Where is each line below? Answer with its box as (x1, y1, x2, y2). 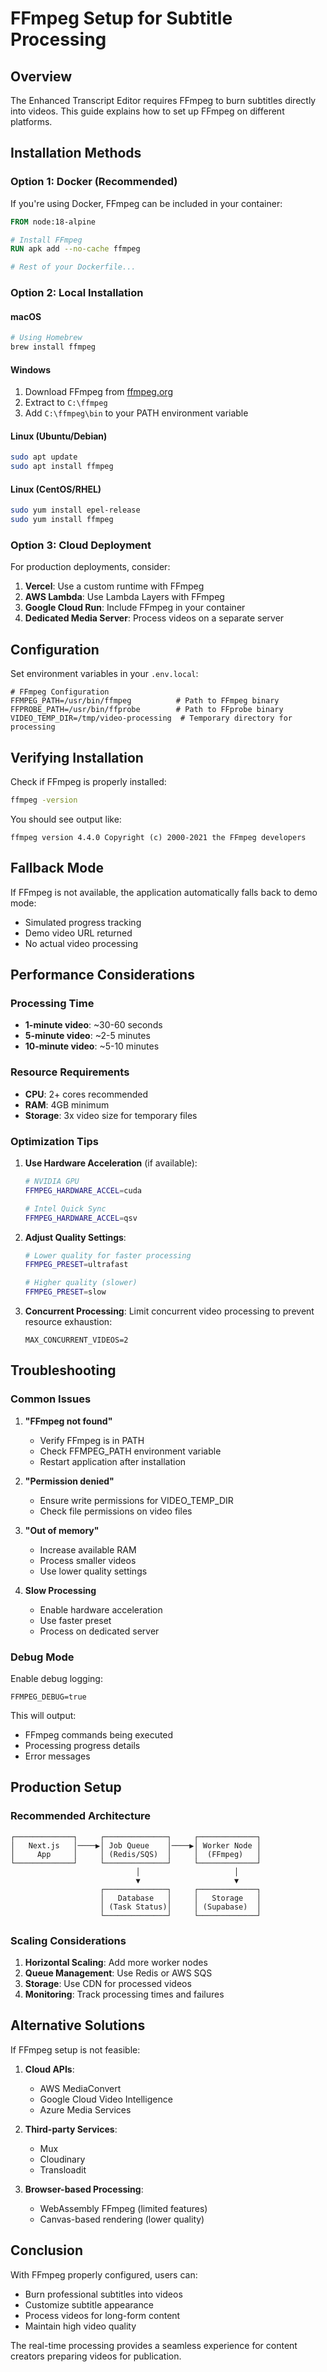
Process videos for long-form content (24, 2309, 181, 2321)
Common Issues (10, 1392, 92, 1406)
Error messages (24, 1750, 91, 1762)
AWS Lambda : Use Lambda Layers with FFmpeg (24, 591, 225, 603)
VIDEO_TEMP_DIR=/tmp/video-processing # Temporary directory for (10, 713, 293, 724)
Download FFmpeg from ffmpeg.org (24, 386, 173, 398)
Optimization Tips (10, 1134, 99, 1148)
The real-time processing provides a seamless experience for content (10, 2339, 298, 2351)
